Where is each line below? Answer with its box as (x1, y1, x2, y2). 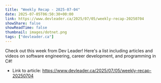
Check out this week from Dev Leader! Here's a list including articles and (5, 47, 153, 54)
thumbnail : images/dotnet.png (5, 30, 67, 35)
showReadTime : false (5, 25, 48, 30)
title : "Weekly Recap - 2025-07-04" (5, 7, 80, 12)
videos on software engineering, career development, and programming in (5, 53, 156, 59)
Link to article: (12, 67, 41, 73)
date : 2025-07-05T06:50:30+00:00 (5, 12, 74, 17)
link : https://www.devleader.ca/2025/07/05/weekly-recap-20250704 (5, 16, 144, 21)
